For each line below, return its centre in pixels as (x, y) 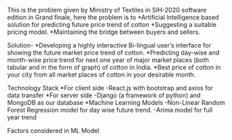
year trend (22, 117)
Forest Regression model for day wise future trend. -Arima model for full (110, 110)
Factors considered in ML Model (53, 131)
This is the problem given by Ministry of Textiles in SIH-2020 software (107, 10)
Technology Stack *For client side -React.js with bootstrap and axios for (110, 88)
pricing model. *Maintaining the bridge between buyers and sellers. (104, 32)
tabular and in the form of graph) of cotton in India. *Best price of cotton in (114, 67)
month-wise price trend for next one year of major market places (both (108, 60)
